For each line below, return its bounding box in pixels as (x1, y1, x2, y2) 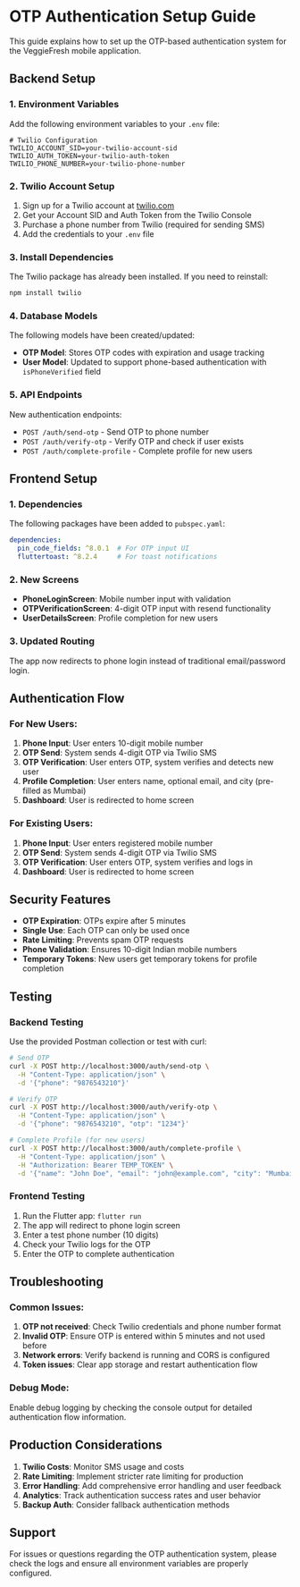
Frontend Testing (9, 1190, 86, 1203)
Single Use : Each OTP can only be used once (21, 925, 190, 936)
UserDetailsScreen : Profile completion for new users (21, 612, 219, 623)
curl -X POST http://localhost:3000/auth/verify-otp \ (9, 1102, 218, 1112)
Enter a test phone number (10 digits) (21, 1229, 159, 1240)
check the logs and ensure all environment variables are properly (9, 1558, 248, 1569)
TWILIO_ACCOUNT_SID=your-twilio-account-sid (9, 143, 178, 153)
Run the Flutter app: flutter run (21, 1210, 142, 1221)
